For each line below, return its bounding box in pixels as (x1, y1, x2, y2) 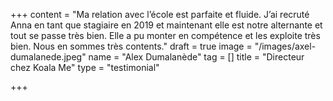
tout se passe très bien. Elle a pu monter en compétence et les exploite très (10, 30, 321, 41)
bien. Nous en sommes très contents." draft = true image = (10, 40, 253, 52)
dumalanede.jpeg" (10, 51, 87, 63)
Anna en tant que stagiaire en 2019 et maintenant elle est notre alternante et (10, 19, 323, 31)
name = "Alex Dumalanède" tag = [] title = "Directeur (88, 51, 305, 63)
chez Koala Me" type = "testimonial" (10, 62, 160, 73)
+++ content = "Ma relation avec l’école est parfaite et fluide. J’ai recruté (10, 9, 310, 20)
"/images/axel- (254, 40, 317, 52)
